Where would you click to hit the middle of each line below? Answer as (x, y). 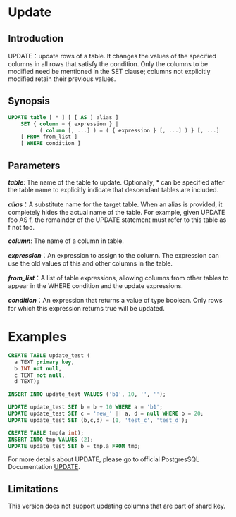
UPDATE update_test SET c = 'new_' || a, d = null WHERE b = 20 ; (106, 414)
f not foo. (21, 227)
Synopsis (29, 101)
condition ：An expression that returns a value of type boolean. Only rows (115, 300)
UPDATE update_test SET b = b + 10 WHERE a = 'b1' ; (85, 407)
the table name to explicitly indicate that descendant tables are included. (113, 190)
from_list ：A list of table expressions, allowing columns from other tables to (118, 278)
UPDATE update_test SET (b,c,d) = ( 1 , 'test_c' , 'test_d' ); (98, 420)
